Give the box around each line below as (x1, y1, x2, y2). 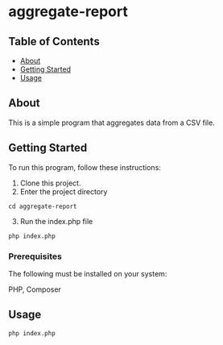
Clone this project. (19, 178, 81, 188)
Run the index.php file (19, 216, 93, 226)
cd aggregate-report (8, 202, 78, 210)
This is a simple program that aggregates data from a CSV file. (8, 118, 215, 127)
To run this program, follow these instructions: (8, 162, 161, 172)
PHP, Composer (8, 285, 62, 294)
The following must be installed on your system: (8, 268, 167, 278)
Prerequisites (8, 251, 62, 262)
